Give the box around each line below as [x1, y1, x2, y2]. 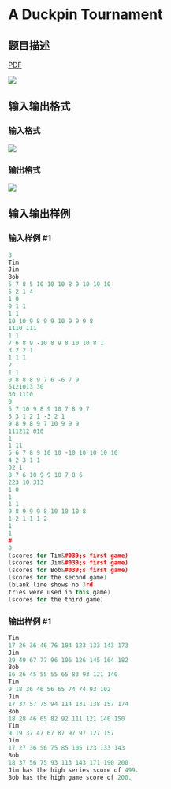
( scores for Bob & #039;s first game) [8, 566, 128, 575]
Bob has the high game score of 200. [8, 773, 132, 781]
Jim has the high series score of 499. [8, 766, 139, 774]
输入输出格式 [8, 100, 71, 114]
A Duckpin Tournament [8, 6, 163, 24]
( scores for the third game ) [8, 595, 104, 604]
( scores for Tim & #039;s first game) [8, 552, 128, 560]
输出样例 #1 [8, 616, 51, 627]
